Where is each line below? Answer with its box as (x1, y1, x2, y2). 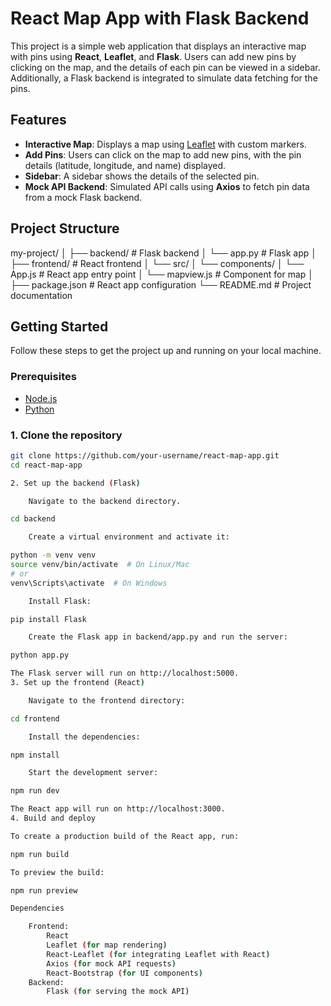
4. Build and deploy (10, 813, 97, 824)
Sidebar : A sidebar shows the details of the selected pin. (24, 170, 260, 182)
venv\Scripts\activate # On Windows (10, 578, 168, 588)
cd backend (10, 514, 56, 524)
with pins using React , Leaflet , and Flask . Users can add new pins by (10, 50, 297, 62)
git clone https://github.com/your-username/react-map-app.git (10, 450, 280, 461)
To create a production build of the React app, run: (10, 831, 240, 841)
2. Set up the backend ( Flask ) (10, 478, 141, 488)
